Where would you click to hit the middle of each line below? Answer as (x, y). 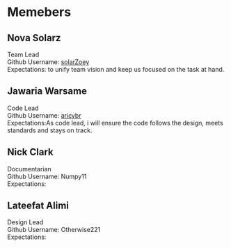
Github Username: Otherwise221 (54, 230)
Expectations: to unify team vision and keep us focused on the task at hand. (116, 69)
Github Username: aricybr (44, 115)
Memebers (39, 12)
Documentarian (29, 169)
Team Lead (23, 54)
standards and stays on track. (50, 130)
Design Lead (25, 222)
